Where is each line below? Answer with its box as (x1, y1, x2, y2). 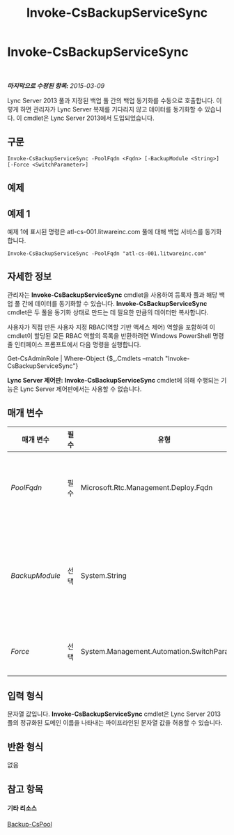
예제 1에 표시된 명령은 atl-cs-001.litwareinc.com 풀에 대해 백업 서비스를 (7, 227, 203, 236)
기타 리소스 (7, 804, 37, 813)
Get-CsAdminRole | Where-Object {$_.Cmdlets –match (7, 354, 164, 362)
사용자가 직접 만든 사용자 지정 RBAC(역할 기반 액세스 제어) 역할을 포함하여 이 (7, 323, 216, 331)
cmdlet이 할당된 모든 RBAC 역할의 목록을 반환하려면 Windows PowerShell (7, 331, 211, 339)
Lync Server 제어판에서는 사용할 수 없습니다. (19, 385, 142, 393)
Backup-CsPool (7, 820, 52, 828)
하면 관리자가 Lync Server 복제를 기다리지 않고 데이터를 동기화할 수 (19, 105, 203, 113)
